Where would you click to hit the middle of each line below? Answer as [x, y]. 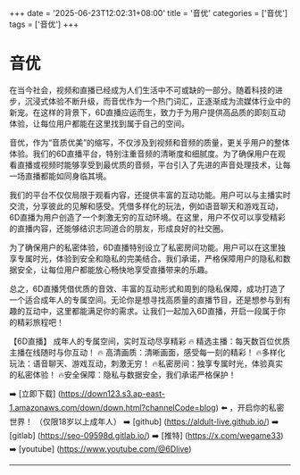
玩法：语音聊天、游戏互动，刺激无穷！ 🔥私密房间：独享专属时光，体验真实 [146, 363]
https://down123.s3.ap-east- [113, 393]
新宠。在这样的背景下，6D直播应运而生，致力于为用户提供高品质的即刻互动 [147, 112]
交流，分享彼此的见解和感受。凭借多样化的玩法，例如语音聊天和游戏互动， [146, 206]
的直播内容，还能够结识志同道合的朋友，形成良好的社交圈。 [119, 228]
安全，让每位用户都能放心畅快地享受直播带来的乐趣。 [114, 270]
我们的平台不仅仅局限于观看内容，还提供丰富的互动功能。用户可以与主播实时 [150, 195]
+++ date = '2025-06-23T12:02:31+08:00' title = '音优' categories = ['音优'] [149, 13]
